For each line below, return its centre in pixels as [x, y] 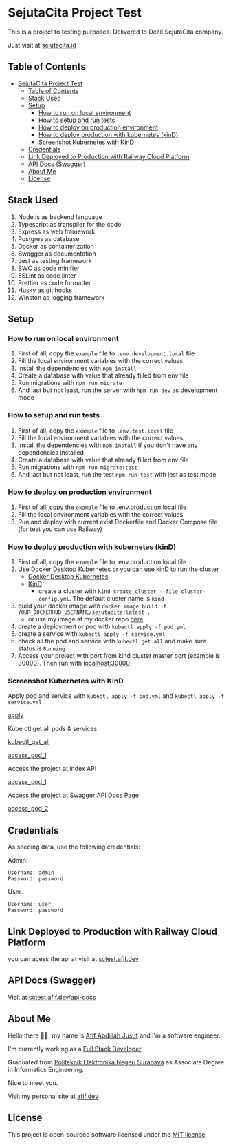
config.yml [54, 599]
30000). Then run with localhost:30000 [74, 663]
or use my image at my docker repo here [86, 619]
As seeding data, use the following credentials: [74, 847]
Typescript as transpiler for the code [69, 224]
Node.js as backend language [60, 217]
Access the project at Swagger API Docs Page [74, 795]
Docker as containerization [56, 246]
